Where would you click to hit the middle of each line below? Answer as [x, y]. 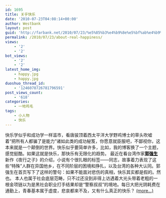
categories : [17, 102]
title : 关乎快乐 [20, 14]
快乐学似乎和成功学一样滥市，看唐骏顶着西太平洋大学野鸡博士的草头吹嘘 [79, 135]
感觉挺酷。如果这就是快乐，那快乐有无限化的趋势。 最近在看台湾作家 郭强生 [82, 153]
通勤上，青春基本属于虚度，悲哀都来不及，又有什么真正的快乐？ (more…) [80, 191]
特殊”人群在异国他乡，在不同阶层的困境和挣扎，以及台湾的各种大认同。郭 [86, 166]
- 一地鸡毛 [24, 106]
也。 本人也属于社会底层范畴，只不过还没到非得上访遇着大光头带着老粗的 [79, 178]
